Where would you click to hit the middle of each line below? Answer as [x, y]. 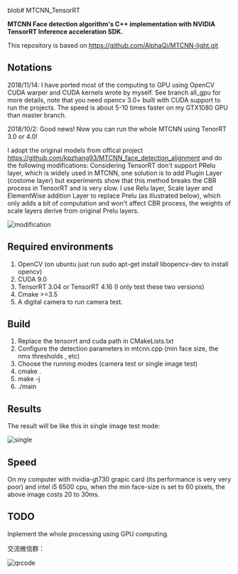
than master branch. [37, 115]
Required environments [60, 247]
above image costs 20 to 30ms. [54, 494]
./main [27, 386]
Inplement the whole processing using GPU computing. [88, 533]
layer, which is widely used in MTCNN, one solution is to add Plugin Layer [115, 173]
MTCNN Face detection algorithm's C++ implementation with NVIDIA [111, 24]
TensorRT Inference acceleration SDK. [65, 32]
